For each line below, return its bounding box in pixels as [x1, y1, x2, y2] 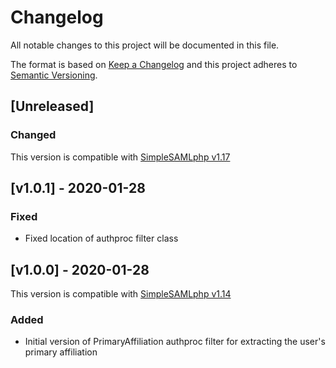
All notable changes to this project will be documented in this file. [10, 39, 280, 51]
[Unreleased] [10, 98, 95, 115]
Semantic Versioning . [10, 69, 98, 81]
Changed [10, 128, 57, 142]
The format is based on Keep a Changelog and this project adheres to [10, 58, 298, 70]
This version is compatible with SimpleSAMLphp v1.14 [10, 288, 232, 300]
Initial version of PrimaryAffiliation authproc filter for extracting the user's [24, 336, 326, 348]
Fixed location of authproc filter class [24, 232, 179, 245]
